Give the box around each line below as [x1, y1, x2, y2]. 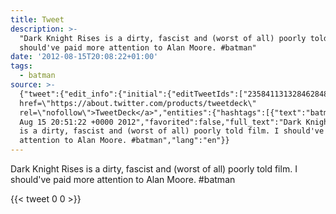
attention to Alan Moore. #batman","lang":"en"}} [19, 136, 230, 146]
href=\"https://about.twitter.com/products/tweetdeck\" [19, 98, 257, 108]
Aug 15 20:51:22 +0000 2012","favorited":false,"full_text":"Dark [19, 117, 302, 127]
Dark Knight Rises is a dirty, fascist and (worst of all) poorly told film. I [10, 163, 298, 175]
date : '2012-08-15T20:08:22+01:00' [10, 52, 159, 62]
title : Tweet [10, 14, 65, 25]
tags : [10, 61, 33, 71]
